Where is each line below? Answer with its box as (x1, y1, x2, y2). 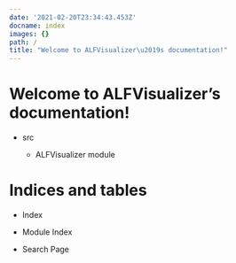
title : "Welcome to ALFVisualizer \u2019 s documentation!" (9, 46, 228, 55)
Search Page (21, 244, 69, 254)
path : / (9, 37, 38, 47)
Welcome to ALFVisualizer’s (9, 84, 221, 104)
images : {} (9, 29, 50, 38)
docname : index (9, 21, 66, 30)
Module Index (21, 227, 73, 237)
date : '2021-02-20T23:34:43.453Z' (9, 12, 138, 22)
